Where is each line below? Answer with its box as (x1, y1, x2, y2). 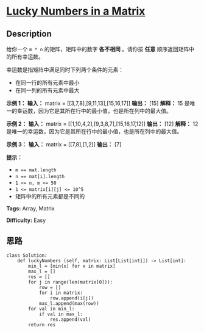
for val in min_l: (28, 306, 75, 312)
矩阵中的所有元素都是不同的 (15, 193, 85, 199)
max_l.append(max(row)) (38, 300, 99, 306)
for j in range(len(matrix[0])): (28, 279, 113, 285)
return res (28, 321, 56, 328)
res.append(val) (49, 316, 91, 323)
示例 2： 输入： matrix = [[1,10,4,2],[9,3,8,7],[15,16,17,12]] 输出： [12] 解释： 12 (6, 120, 199, 127)
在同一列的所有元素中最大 (15, 87, 80, 94)
